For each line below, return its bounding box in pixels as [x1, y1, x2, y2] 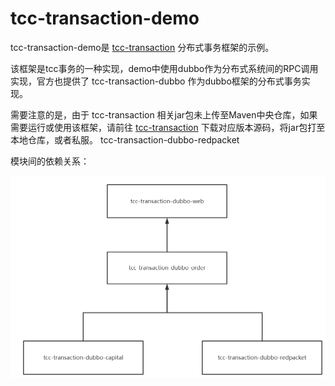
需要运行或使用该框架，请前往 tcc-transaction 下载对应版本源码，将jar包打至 [10, 121, 326, 133]
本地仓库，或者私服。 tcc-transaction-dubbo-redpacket [10, 133, 240, 146]
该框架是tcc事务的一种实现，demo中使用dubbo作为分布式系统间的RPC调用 [10, 62, 319, 74]
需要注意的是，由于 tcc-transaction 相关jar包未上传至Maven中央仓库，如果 [10, 108, 318, 121]
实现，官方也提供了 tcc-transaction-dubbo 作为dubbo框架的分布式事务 [10, 75, 302, 87]
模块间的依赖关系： [10, 155, 90, 167]
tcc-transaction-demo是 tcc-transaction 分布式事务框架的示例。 [10, 41, 275, 53]
